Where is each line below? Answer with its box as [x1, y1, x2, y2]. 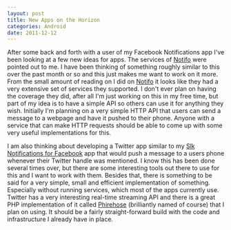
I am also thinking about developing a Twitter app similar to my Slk [7, 142, 195, 150]
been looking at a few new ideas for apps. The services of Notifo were [7, 56, 207, 64]
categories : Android [7, 23, 67, 30]
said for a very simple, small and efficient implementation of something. [7, 178, 210, 187]
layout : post [7, 10, 45, 17]
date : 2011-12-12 [7, 29, 57, 36]
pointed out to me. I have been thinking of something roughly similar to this [7, 63, 220, 71]
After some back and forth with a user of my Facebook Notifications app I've [7, 48, 225, 56]
